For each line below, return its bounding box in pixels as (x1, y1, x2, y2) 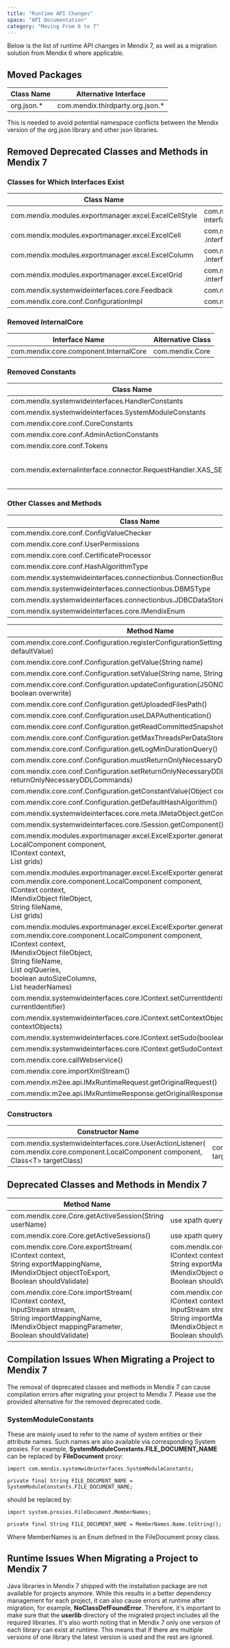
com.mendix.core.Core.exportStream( (10, 1242, 132, 1251)
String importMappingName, (10, 1313, 102, 1323)
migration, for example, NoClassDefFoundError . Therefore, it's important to (7, 1603, 221, 1612)
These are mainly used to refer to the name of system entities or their (7, 1430, 203, 1438)
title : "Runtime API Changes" (7, 10, 94, 17)
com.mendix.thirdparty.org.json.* (57, 101, 165, 111)
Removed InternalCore (7, 317, 84, 326)
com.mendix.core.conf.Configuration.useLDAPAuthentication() (10, 711, 212, 720)
